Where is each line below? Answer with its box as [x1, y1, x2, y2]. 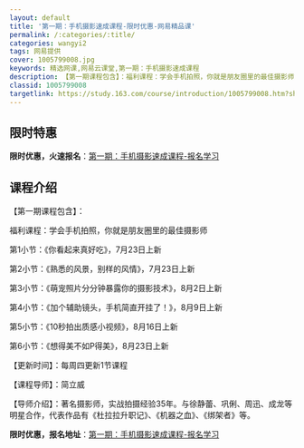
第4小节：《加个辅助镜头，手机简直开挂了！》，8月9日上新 [9, 302, 223, 313]
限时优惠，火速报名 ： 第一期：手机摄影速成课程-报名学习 [9, 151, 220, 161]
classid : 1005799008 [9, 81, 88, 90]
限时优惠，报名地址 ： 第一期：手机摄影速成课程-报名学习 [9, 429, 220, 440]
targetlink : [9, 89, 54, 98]
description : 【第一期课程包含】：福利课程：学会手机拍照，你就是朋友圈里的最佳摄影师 [9, 73, 295, 82]
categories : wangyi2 [9, 38, 88, 48]
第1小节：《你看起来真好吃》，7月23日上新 [9, 244, 162, 255]
